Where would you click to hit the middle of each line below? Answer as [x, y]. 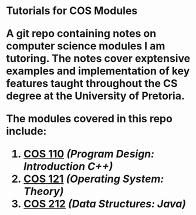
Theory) [43, 192]
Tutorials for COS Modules [72, 11]
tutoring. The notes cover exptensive [98, 58]
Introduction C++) [68, 167]
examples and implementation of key [98, 71]
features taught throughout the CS [92, 84]
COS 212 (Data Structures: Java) [105, 204]
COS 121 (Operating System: [94, 179]
